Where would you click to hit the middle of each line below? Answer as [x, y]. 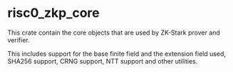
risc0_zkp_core [53, 13]
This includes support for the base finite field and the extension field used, [117, 54]
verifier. [19, 40]
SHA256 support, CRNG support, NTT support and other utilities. [103, 61]
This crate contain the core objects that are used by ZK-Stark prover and [114, 32]
